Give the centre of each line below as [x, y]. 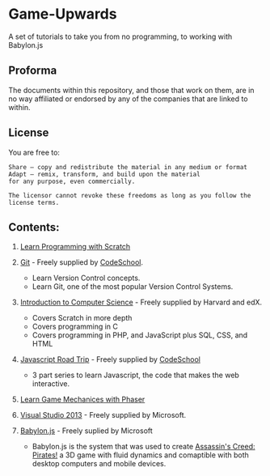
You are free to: [34, 152]
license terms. [34, 202]
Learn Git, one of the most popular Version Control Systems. [133, 287]
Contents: [34, 227]
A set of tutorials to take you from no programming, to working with [120, 36]
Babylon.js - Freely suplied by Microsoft [86, 431]
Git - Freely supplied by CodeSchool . [82, 262]
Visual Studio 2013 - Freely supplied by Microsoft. [103, 415]
